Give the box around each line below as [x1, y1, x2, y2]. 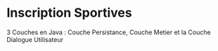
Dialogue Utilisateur [6, 35, 64, 43]
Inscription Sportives [6, 5, 132, 21]
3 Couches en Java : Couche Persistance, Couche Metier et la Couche [6, 28, 212, 36]
